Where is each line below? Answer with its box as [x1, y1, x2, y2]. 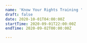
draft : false [5, 12, 33, 17]
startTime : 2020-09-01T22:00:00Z [5, 21, 76, 26]
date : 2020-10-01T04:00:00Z [5, 16, 65, 21]
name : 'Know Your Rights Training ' [5, 7, 83, 12]
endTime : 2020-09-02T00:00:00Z [5, 26, 72, 31]
